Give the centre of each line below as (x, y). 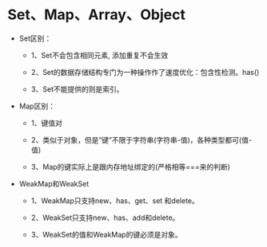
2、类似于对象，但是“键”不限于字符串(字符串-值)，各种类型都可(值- (141, 139)
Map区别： (37, 106)
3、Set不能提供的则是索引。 (77, 89)
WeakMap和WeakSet (54, 183)
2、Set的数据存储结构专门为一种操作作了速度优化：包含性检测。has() (145, 72)
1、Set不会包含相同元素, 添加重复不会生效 (100, 55)
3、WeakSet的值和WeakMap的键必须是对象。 (106, 234)
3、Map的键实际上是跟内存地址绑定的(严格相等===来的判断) (131, 167)
